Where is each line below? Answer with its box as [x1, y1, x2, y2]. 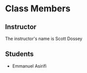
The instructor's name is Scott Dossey [5, 36, 83, 41]
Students [5, 50, 34, 58]
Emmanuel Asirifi [12, 63, 47, 69]
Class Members [5, 3, 71, 14]
